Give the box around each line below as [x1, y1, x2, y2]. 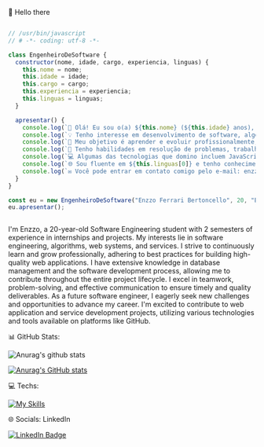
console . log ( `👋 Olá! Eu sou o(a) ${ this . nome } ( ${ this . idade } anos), [22, 123, 255, 131]
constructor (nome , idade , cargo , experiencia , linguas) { [15, 58, 210, 66]
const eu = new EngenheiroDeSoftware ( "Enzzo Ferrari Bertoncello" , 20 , [8, 196, 247, 204]
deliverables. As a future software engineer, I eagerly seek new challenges [8, 291, 250, 301]
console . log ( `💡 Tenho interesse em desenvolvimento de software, [22, 130, 241, 139]
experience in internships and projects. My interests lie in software [8, 233, 224, 243]
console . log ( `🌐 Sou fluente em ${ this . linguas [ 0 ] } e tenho [22, 160, 222, 168]
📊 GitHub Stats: [8, 332, 60, 342]
